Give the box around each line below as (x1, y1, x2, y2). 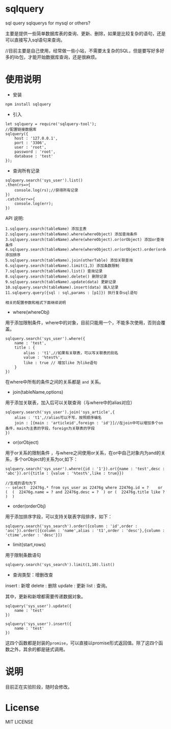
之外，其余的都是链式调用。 (9, 646, 68, 652)
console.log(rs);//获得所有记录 (14, 187, 78, 193)
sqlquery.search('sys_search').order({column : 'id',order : (5, 523, 138, 529)
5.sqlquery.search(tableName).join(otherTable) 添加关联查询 (5, 258, 133, 263)
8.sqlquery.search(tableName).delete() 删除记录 (5, 274, 107, 279)
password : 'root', (14, 149, 56, 154)
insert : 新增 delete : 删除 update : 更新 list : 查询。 (5, 582, 110, 588)
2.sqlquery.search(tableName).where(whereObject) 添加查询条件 (5, 231, 137, 237)
